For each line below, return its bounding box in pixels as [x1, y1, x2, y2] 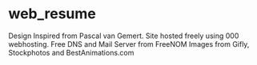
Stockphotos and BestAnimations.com [8, 48, 135, 57]
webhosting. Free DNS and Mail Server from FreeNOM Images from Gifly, [8, 39, 250, 48]
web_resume [8, 5, 96, 23]
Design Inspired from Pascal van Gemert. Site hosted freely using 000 [8, 31, 239, 40]
